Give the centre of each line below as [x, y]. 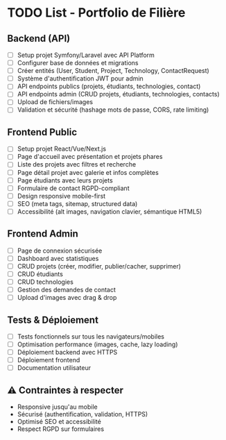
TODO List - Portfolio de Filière [96, 13]
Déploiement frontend [49, 360]
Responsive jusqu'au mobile [58, 407]
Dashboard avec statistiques [58, 258]
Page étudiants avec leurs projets [65, 180]
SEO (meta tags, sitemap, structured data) [77, 203]
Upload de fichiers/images [55, 102]
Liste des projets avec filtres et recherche [77, 164]
